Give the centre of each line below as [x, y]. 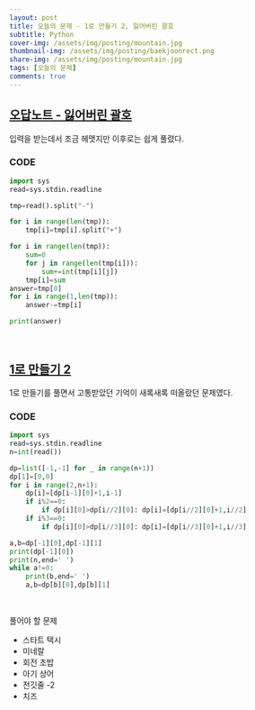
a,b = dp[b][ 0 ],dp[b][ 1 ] [68, 585]
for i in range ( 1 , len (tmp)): [64, 297]
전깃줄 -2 [39, 685]
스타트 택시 [42, 640]
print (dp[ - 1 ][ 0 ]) [42, 551]
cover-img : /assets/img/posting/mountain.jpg [96, 43]
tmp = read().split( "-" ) [52, 205]
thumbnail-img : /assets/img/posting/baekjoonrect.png [112, 51]
